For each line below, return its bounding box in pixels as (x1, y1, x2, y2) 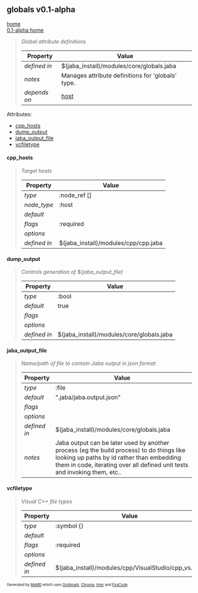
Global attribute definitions (21, 38, 86, 45)
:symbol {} (55, 521, 84, 530)
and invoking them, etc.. (55, 468, 122, 477)
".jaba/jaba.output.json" (55, 393, 121, 401)
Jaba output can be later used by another (55, 439, 170, 447)
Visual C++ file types (21, 498, 72, 505)
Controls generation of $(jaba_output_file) (21, 269, 123, 276)
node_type (24, 201, 53, 209)
